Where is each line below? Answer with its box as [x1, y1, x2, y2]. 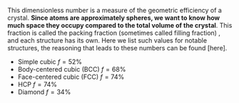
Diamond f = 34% [17, 88, 71, 96]
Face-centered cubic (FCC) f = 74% [17, 72, 125, 81]
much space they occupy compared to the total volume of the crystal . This [7, 21, 233, 29]
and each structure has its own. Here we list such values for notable [7, 36, 208, 45]
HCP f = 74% [17, 80, 58, 88]
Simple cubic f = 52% [17, 58, 83, 66]
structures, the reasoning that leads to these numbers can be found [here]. [7, 44, 228, 52]
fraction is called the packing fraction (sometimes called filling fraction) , [7, 28, 221, 37]
